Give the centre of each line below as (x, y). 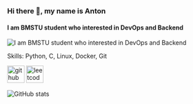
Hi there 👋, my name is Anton (57, 11)
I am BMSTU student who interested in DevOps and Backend (95, 28)
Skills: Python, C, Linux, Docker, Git (57, 56)
